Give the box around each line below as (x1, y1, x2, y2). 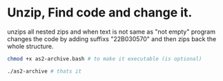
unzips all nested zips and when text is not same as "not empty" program (7, 27, 216, 36)
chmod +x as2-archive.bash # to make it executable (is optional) (7, 55, 202, 62)
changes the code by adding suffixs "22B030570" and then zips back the (7, 34, 217, 43)
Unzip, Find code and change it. (7, 5, 193, 21)
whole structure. (7, 42, 54, 50)
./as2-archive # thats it (7, 67, 81, 75)
